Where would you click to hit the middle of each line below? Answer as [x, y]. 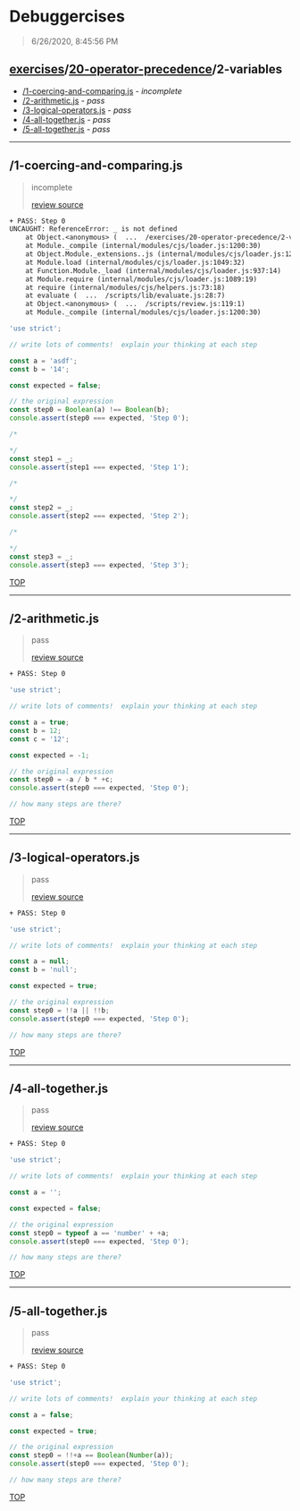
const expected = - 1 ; [50, 755]
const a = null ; [39, 961]
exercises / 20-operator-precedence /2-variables [146, 69]
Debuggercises [67, 17]
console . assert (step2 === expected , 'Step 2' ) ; [100, 516]
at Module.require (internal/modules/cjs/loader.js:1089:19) [141, 279]
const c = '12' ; [39, 739]
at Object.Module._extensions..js [89, 254]
